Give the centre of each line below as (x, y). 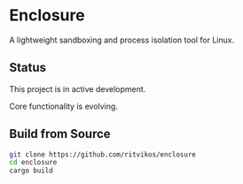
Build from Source (60, 134)
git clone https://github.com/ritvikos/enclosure (103, 154)
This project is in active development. (78, 88)
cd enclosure (33, 163)
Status (28, 68)
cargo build (31, 171)
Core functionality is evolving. (63, 106)
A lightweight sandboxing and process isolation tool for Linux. (122, 40)
